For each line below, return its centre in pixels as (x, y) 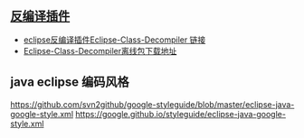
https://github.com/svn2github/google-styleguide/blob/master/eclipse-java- (152, 104)
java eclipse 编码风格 (70, 83)
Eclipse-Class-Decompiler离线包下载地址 (100, 51)
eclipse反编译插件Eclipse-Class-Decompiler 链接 (114, 40)
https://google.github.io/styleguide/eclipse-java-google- (180, 114)
